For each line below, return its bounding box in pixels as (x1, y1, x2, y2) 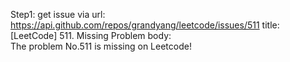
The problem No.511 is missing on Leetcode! (10, 40, 192, 52)
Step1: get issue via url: (10, 9, 106, 20)
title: (261, 19, 280, 31)
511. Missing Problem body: (59, 30, 172, 41)
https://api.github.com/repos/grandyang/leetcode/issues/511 (10, 19, 260, 31)
